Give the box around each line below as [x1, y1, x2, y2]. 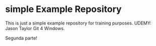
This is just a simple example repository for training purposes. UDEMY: [5, 20, 152, 26]
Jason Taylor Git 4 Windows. [5, 25, 65, 31]
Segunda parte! [5, 35, 38, 41]
